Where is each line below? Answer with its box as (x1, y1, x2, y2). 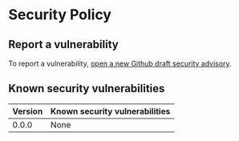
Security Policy (8, 6, 112, 24)
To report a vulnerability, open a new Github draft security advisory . (8, 58, 232, 68)
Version (12, 106, 43, 117)
